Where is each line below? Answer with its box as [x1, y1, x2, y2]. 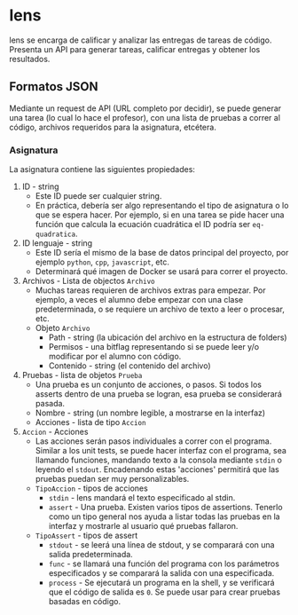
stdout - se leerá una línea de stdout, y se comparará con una [48, 540, 275, 550]
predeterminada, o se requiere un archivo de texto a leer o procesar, [35, 304, 286, 315]
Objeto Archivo [35, 323, 90, 334]
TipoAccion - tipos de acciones [35, 483, 148, 493]
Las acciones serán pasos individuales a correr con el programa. [35, 436, 272, 446]
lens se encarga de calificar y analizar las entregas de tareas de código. [9, 35, 272, 45]
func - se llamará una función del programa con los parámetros [48, 558, 279, 569]
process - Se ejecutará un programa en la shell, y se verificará [48, 578, 275, 588]
